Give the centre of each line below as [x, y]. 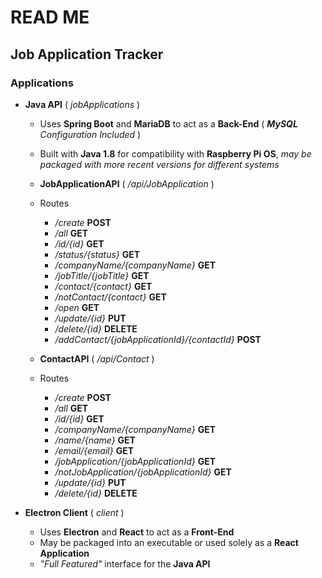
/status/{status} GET [97, 254]
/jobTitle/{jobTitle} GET [102, 275]
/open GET [77, 307]
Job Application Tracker [87, 54]
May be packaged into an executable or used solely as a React [169, 542]
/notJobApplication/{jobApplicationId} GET [143, 472]
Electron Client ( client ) [74, 512]
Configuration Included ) [90, 134]
